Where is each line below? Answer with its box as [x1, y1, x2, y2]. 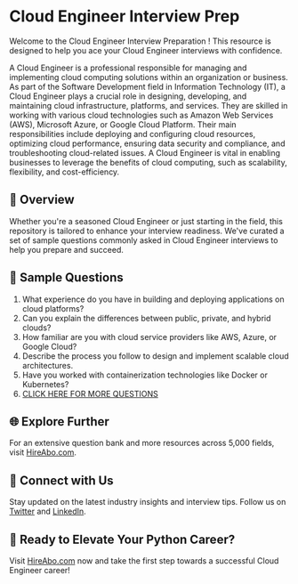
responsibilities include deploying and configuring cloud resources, [9, 128, 256, 139]
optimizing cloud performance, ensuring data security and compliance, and [9, 138, 286, 149]
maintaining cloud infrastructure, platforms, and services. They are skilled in [9, 100, 288, 110]
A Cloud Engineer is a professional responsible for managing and [9, 62, 247, 73]
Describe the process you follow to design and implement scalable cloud [21, 350, 289, 361]
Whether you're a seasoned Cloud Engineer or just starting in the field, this [9, 215, 283, 226]
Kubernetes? [21, 378, 69, 389]
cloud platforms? [21, 303, 85, 313]
